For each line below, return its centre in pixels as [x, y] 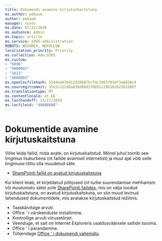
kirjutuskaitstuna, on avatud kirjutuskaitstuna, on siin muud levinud [72, 193]
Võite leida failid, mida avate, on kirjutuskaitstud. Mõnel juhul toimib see [77, 153]
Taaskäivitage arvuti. [33, 207]
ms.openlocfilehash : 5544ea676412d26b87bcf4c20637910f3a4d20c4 [71, 82]
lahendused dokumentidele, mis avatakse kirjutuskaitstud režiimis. [71, 198]
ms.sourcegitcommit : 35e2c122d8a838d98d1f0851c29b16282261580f [71, 87]
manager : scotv [20, 23]
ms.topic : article [24, 37]
